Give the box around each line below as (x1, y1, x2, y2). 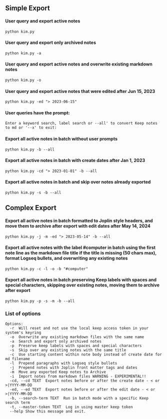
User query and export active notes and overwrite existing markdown (5, 61, 152, 67)
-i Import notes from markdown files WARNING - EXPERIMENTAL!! (9, 374, 146, 379)
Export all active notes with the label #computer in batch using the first (5, 244, 156, 250)
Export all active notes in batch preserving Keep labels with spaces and (5, 277, 156, 283)
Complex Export (5, 203, 56, 212)
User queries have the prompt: (5, 109, 70, 115)
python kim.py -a (5, 50, 41, 55)
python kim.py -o (5, 77, 41, 82)
